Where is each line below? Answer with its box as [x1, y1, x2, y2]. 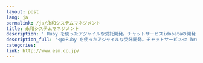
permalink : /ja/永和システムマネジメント [6, 20, 101, 26]
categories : [6, 43, 36, 49]
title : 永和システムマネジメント [6, 25, 80, 32]
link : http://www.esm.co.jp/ [6, 48, 80, 54]
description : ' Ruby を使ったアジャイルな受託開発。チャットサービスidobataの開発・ [6, 31, 201, 37]
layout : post [6, 8, 39, 15]
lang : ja [6, 14, 28, 20]
